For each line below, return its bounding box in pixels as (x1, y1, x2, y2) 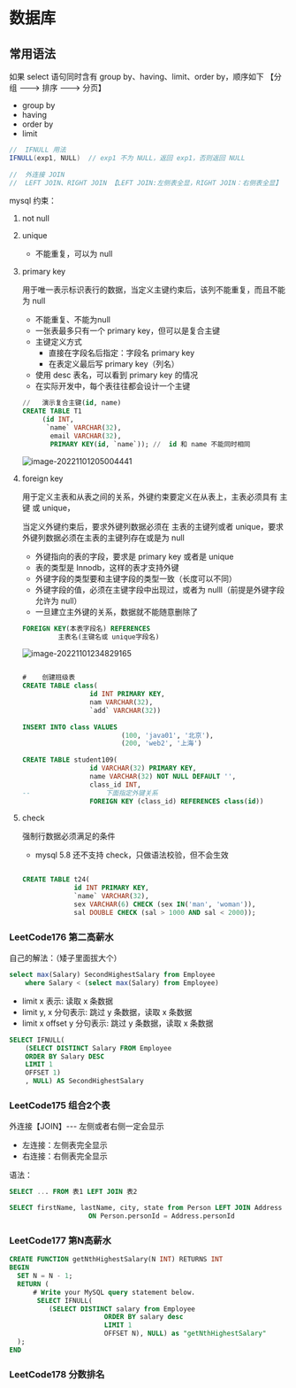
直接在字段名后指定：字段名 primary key (48, 347, 195, 359)
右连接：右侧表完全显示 (21, 1151, 108, 1161)
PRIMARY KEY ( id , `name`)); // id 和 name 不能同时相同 (49, 439, 251, 448)
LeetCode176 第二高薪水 (9, 931, 114, 943)
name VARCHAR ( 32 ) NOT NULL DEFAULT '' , (89, 772, 237, 780)
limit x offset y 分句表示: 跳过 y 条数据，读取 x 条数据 (21, 1018, 214, 1028)
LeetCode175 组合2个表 (9, 1099, 110, 1112)
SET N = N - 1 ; (17, 1272, 73, 1281)
